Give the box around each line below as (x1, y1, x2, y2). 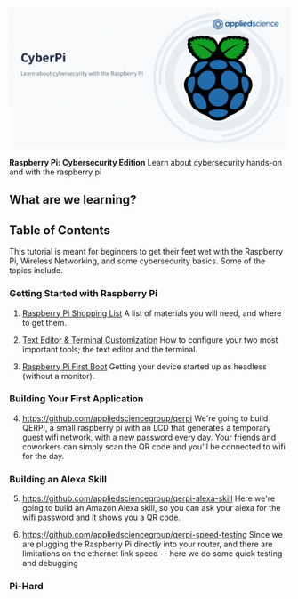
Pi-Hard (9, 580, 44, 593)
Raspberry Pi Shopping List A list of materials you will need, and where (21, 307, 282, 319)
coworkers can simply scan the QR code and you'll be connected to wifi (21, 441, 286, 452)
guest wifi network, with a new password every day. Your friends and (21, 432, 277, 442)
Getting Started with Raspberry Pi (9, 287, 158, 300)
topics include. (9, 265, 64, 276)
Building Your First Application (9, 393, 144, 405)
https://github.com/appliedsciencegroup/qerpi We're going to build (21, 413, 269, 424)
